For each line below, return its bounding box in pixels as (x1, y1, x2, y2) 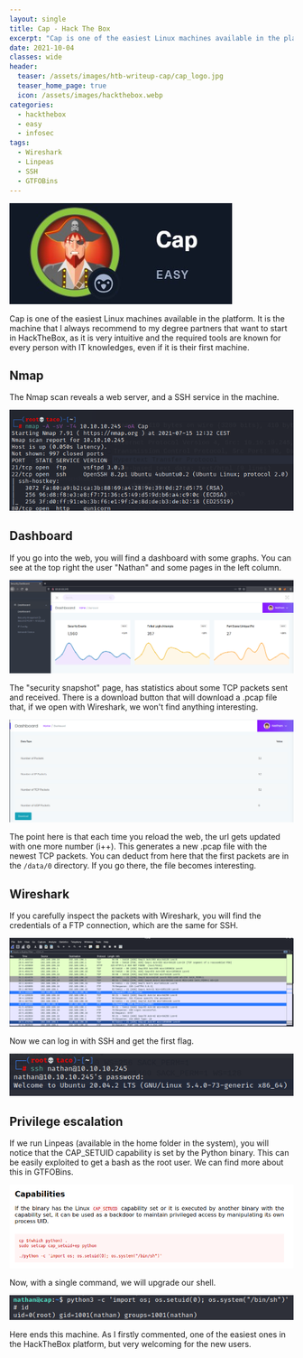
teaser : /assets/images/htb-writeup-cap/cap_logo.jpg (17, 72, 224, 81)
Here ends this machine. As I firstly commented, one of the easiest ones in (9, 1328, 287, 1340)
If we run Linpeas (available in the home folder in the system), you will (9, 1138, 269, 1149)
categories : (9, 100, 54, 109)
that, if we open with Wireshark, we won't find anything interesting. (9, 701, 259, 712)
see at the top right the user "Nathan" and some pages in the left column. (9, 562, 282, 572)
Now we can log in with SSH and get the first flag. (9, 1035, 195, 1046)
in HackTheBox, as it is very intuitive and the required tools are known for (9, 332, 281, 343)
